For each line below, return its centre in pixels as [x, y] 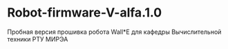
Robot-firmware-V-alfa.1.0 [85, 13]
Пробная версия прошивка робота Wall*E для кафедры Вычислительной [114, 32]
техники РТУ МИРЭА [38, 39]
